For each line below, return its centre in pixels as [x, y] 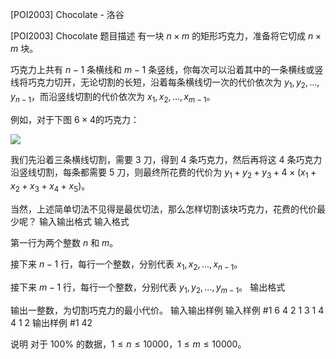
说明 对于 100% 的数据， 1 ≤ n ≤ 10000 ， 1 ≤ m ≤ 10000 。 [128, 344]
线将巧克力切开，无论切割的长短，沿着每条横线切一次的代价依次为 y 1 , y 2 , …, [165, 83]
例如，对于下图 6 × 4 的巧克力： [75, 119]
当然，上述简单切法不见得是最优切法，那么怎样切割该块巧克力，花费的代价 [163, 209]
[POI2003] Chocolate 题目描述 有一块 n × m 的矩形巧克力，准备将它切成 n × [166, 36]
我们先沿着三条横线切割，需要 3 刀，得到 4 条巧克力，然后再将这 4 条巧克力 [166, 159]
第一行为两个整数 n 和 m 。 [64, 243]
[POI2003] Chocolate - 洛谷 [67, 14]
